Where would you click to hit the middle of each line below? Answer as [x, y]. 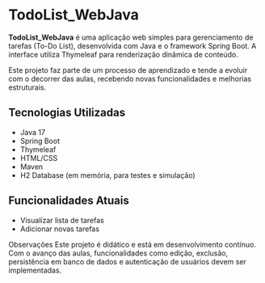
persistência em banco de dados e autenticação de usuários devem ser [127, 261]
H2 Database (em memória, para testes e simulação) [107, 175]
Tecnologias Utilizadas [67, 113]
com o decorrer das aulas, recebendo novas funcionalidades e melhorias [130, 78]
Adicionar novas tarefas [59, 229]
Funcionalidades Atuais [69, 201]
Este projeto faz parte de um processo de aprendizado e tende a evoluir [128, 70]
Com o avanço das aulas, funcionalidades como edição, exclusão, [118, 253]
